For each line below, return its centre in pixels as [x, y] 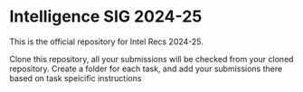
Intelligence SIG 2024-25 [106, 17]
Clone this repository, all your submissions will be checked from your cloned [151, 59]
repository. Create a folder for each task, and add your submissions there [146, 69]
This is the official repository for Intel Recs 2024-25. [106, 41]
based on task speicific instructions [76, 78]
